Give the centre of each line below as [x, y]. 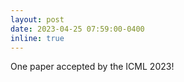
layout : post [37, 19]
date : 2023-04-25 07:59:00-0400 [77, 29]
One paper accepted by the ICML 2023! [92, 67]
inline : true [37, 38]
